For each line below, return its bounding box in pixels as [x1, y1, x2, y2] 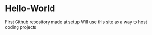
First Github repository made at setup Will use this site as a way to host [5, 19, 147, 25]
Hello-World [5, 3, 55, 14]
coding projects [5, 24, 36, 30]
